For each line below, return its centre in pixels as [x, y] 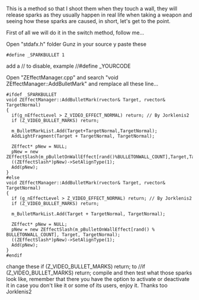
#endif [14, 256]
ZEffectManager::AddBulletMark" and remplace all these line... [82, 84]
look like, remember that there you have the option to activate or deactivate [98, 279]
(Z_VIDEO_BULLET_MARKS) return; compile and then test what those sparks [99, 273]
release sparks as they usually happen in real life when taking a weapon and [99, 15]
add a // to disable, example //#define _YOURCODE [69, 66]
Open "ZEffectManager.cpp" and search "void [62, 77]
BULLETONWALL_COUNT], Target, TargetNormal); [63, 235]
